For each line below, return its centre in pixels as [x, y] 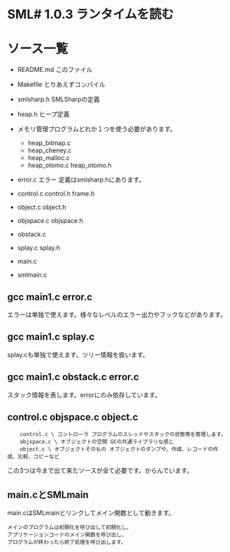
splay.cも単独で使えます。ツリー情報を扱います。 [78, 354]
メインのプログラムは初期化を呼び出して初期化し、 [70, 528]
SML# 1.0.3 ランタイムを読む [91, 14]
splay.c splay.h [39, 248]
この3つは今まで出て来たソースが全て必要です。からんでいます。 [100, 471]
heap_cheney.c [50, 150]
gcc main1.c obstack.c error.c [73, 377]
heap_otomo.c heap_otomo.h [70, 166]
